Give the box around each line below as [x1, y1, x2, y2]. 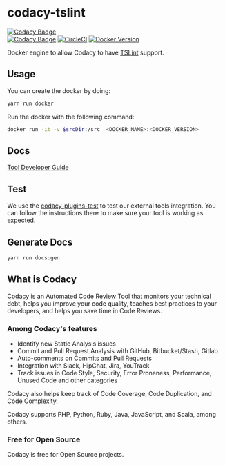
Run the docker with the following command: [7, 112, 135, 121]
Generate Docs [7, 236, 73, 248]
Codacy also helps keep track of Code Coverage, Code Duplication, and [7, 389, 212, 397]
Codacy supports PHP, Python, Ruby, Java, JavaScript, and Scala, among [7, 410, 216, 418]
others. [7, 417, 28, 426]
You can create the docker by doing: [7, 86, 110, 95]
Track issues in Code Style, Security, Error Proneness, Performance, [17, 368, 212, 377]
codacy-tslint [7, 5, 86, 21]
